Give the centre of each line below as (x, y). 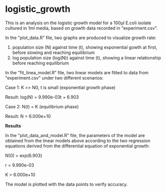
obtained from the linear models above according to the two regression (78, 141)
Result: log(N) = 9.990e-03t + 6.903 (42, 97)
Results (13, 126)
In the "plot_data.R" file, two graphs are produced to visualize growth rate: (81, 38)
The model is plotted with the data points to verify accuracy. (66, 184)
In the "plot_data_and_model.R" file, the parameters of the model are (75, 135)
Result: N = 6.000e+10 (28, 116)
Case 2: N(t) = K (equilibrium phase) (42, 106)
